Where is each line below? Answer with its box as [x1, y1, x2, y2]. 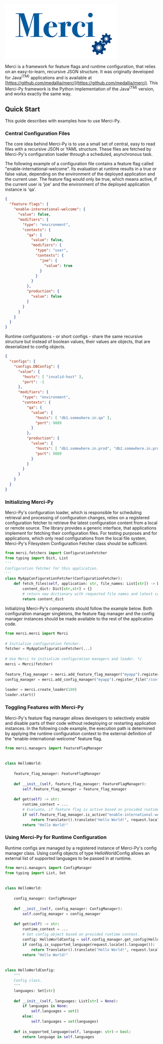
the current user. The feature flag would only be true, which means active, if [5, 176, 157, 182]
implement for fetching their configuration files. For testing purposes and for [5, 531, 158, 536]
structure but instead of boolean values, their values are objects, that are [5, 339, 150, 344]
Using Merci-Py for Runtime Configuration [5, 834, 107, 841]
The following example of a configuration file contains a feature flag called [5, 161, 154, 167]
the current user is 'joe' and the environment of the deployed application [5, 181, 150, 188]
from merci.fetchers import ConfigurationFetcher [5, 550, 108, 556]
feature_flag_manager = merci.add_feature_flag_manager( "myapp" [5, 672, 138, 677]
